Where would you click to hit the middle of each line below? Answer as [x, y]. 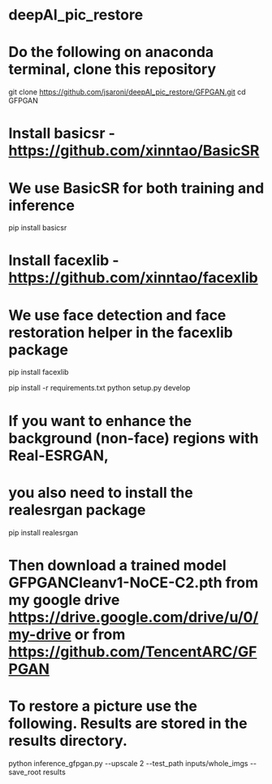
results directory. [68, 740]
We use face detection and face [117, 315]
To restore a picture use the [103, 706]
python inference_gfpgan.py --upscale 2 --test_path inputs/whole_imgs [128, 763]
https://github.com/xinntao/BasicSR [134, 151]
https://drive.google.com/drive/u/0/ [134, 617]
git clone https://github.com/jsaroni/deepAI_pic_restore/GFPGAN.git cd [127, 92]
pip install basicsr [38, 228]
